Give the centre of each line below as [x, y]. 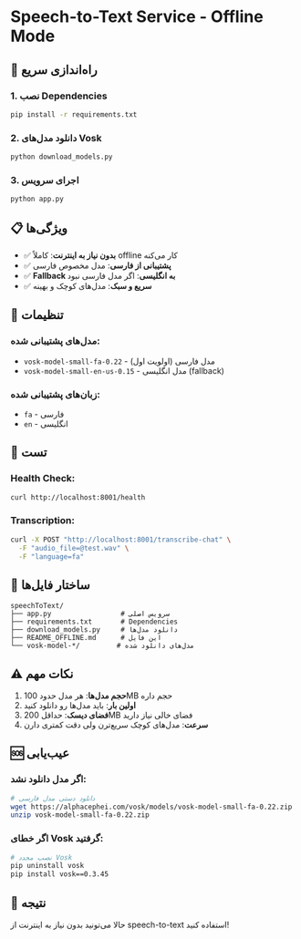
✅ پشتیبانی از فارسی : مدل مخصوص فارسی [97, 265]
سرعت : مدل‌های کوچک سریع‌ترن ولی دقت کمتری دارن [116, 725]
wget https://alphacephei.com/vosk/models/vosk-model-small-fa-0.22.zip [151, 807]
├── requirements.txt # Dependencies [94, 622]
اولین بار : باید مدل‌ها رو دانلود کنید [79, 705]
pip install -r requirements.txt [74, 114]
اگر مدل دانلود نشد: [48, 779]
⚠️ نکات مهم [42, 673]
